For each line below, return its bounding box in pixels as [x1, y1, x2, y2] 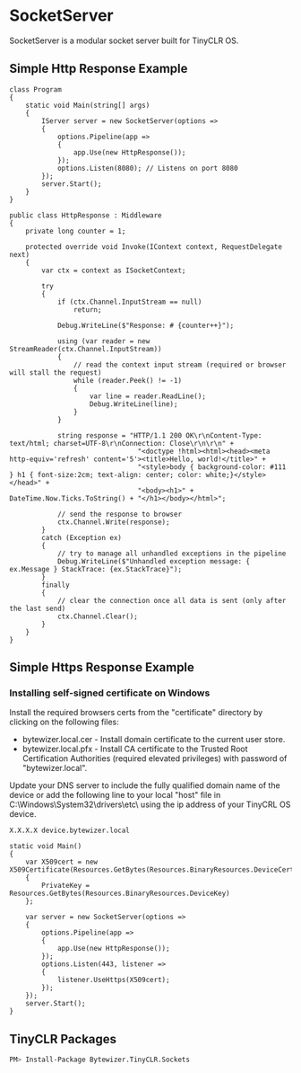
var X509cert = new [25, 857, 99, 867]
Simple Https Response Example [9, 660, 195, 675]
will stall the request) [9, 368, 102, 377]
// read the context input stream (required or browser [73, 360, 287, 369]
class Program [9, 84, 63, 94]
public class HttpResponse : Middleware [9, 210, 163, 220]
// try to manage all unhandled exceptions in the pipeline [56, 549, 287, 558]
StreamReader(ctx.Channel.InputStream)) [9, 344, 163, 353]
